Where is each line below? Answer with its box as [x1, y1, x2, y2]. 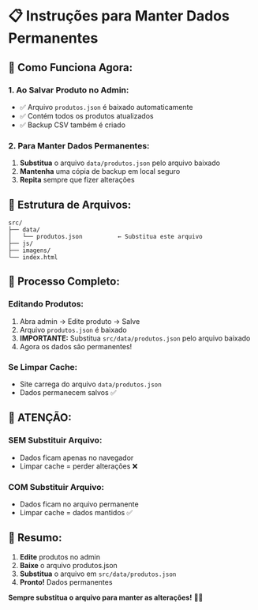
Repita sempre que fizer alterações [19, 175, 136, 185]
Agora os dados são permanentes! [19, 341, 133, 351]
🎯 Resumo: [8, 531, 62, 544]
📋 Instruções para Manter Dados [8, 7, 230, 25]
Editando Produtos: [8, 299, 84, 310]
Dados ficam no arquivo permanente [19, 499, 140, 509]
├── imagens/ [8, 247, 51, 254]
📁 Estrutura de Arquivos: [8, 198, 132, 211]
